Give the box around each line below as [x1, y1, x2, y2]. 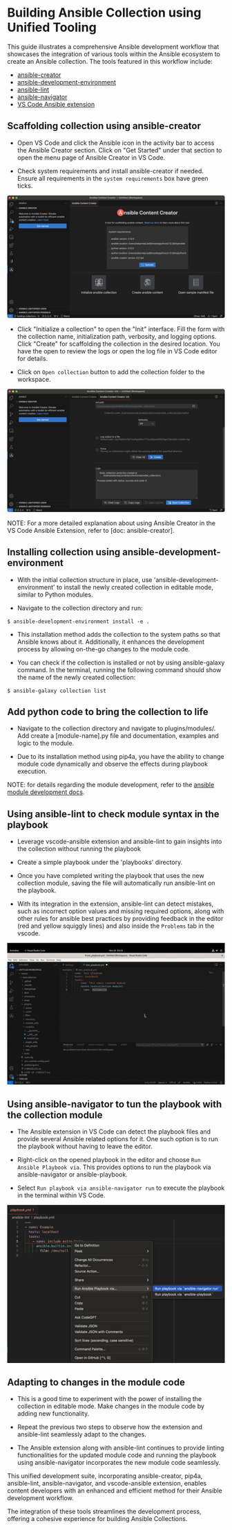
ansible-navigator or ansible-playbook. [17, 1170, 128, 1179]
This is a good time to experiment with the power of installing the [17, 1395, 202, 1403]
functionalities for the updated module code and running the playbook [17, 1451, 217, 1459]
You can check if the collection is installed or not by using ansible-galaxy [17, 658, 225, 667]
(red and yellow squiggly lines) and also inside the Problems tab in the [17, 922, 215, 930]
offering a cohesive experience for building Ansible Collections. [7, 1515, 188, 1523]
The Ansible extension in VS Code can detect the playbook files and [17, 1127, 211, 1136]
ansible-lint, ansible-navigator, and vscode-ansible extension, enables [7, 1479, 207, 1488]
